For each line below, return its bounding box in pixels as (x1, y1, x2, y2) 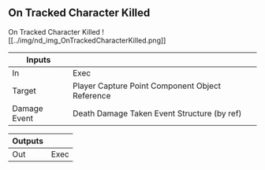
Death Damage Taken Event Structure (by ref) (72, 108, 242, 119)
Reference (72, 90, 111, 101)
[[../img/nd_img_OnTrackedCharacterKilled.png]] (8, 35, 166, 45)
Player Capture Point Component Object (72, 80, 222, 91)
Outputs (12, 135, 43, 146)
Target (12, 85, 37, 96)
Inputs (26, 54, 51, 65)
